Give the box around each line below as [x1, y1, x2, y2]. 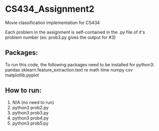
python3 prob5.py [12, 120, 49, 126]
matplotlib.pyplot [5, 72, 39, 78]
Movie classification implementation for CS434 [5, 20, 100, 26]
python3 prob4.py [12, 115, 49, 121]
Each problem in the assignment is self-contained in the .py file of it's [5, 29, 145, 35]
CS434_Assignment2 [5, 3, 95, 15]
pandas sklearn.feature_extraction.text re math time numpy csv [5, 67, 133, 73]
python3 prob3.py [12, 109, 49, 116]
